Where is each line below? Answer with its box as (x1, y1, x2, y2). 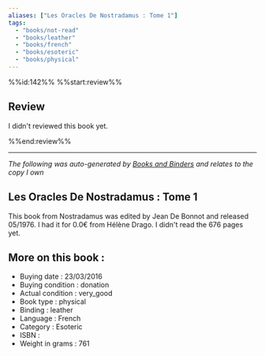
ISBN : (19, 331, 41, 340)
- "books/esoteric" (15, 48, 80, 56)
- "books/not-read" (15, 26, 80, 34)
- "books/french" (15, 41, 73, 49)
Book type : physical (19, 297, 87, 306)
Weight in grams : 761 (19, 339, 90, 348)
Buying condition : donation (19, 280, 110, 290)
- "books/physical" (15, 56, 80, 64)
